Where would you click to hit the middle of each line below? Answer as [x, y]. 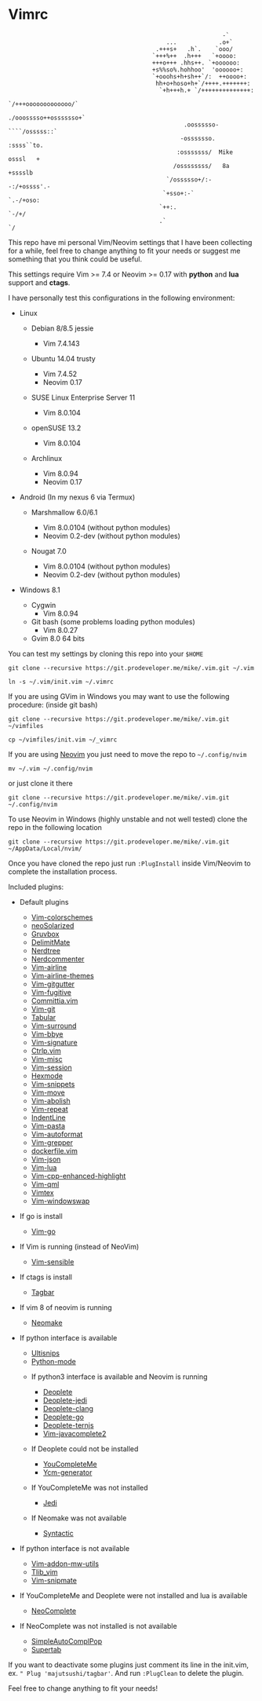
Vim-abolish [51, 1100]
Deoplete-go [64, 1417]
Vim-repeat [49, 1109]
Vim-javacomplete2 [75, 1433]
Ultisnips [45, 1353]
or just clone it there [40, 783]
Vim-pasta [48, 1125]
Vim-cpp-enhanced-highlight [78, 1176]
